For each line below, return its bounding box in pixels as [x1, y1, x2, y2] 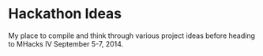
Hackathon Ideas [8, 5, 122, 23]
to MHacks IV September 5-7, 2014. [8, 39, 124, 48]
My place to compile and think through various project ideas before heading [8, 31, 255, 40]
